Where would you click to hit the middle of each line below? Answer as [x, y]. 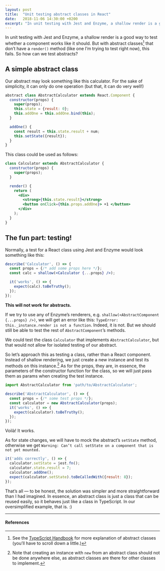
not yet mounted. [23, 450]
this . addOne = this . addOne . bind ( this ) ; [55, 113]
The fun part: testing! [39, 238]
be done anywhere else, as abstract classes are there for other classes [84, 558]
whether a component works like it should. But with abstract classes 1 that [79, 43]
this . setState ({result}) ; [41, 136]
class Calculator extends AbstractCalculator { [55, 163]
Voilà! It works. [20, 431]
